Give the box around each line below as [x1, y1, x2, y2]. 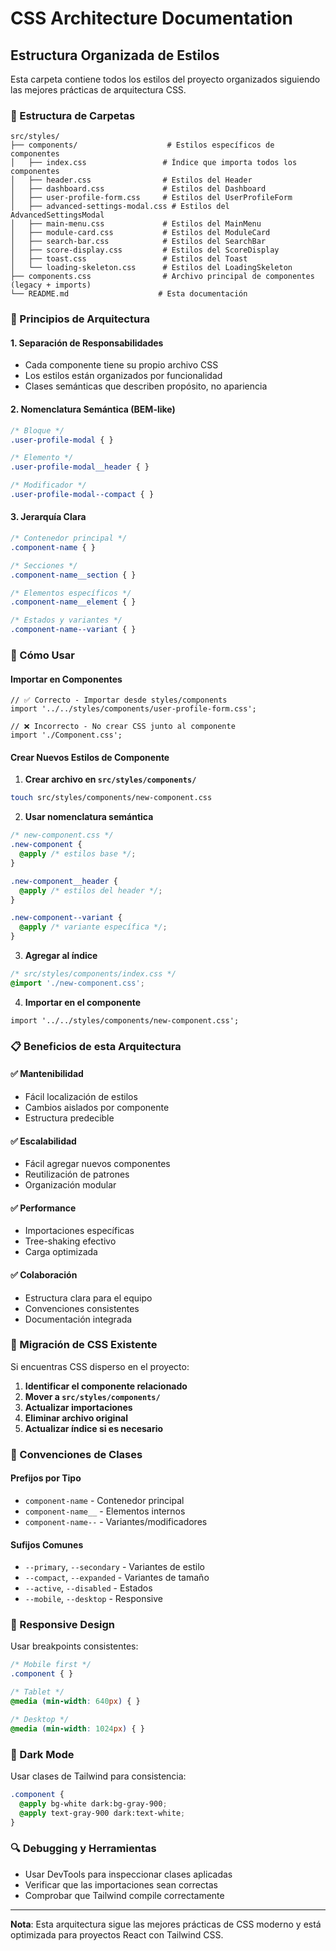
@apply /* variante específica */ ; [19, 922, 168, 932]
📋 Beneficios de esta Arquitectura [10, 1039, 182, 1053]
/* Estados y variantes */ [10, 615, 123, 626]
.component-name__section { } [10, 570, 137, 580]
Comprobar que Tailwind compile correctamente [24, 1889, 225, 1901]
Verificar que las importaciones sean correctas [24, 1878, 218, 1891]
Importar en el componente [24, 996, 142, 1008]
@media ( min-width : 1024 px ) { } [10, 1723, 145, 1734]
